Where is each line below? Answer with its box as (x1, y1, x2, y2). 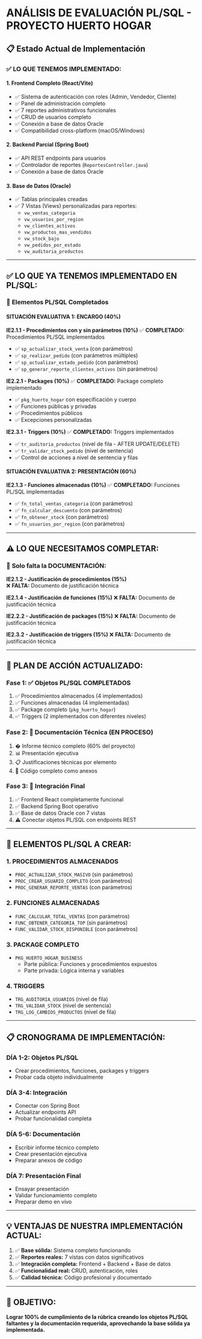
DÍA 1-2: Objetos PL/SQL (6, 1053, 79, 1062)
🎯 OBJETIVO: (6, 1297, 56, 1308)
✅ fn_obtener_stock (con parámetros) (14, 513, 109, 521)
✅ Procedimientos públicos (14, 409, 83, 416)
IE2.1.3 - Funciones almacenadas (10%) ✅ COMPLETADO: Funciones (6, 481, 180, 488)
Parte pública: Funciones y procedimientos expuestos (23, 961, 158, 968)
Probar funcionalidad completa (14, 1115, 92, 1122)
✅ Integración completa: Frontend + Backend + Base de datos (14, 1260, 171, 1267)
